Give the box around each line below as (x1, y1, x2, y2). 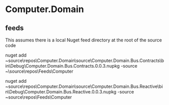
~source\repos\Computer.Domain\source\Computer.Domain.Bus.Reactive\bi (5, 83, 163, 89)
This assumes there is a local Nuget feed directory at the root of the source (5, 37, 162, 43)
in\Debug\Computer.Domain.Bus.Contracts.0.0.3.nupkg (5, 63, 120, 69)
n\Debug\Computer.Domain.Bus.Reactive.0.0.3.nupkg (5, 89, 116, 94)
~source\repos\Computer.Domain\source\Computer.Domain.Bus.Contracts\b (5, 58, 164, 64)
